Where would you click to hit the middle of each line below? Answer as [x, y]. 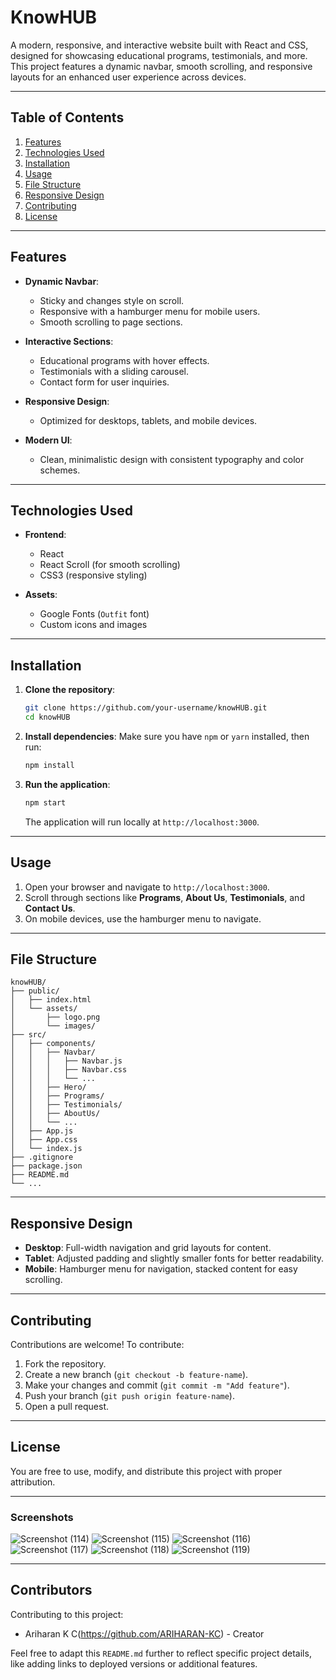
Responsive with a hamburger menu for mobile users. [150, 311]
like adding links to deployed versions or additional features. [134, 1663]
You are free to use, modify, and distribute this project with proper [146, 1471]
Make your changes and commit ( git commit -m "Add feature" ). [157, 1385]
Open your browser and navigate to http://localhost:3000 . [147, 887]
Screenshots [42, 1517]
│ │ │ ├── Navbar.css [69, 1070]
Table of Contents [67, 117]
